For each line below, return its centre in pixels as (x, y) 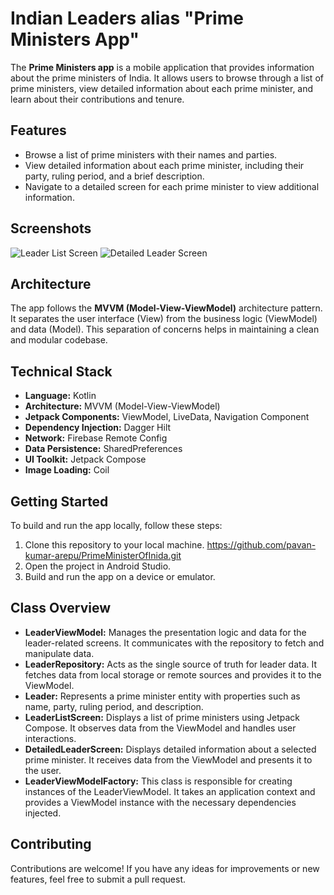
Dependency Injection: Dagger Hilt (98, 428)
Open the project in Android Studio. (98, 566)
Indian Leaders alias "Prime (127, 18)
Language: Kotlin (60, 396)
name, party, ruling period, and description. (114, 706)
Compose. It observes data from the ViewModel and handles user (160, 728)
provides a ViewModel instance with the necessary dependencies (160, 802)
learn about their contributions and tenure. (97, 99)
